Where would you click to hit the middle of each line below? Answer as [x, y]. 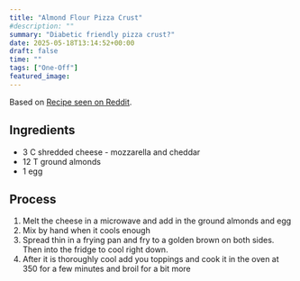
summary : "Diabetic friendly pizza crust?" [92, 34]
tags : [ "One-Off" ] [44, 68]
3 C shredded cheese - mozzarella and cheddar [111, 152]
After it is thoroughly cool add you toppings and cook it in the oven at [150, 259]
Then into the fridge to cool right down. [95, 249]
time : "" [26, 59]
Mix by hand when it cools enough [86, 231]
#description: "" [42, 26]
